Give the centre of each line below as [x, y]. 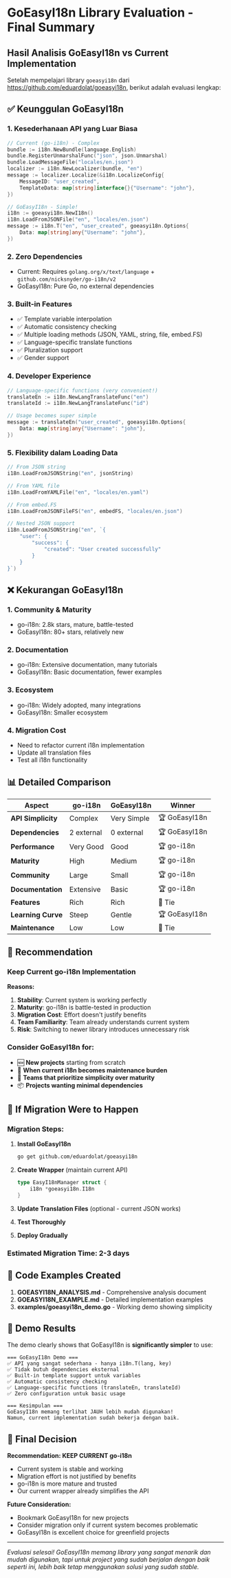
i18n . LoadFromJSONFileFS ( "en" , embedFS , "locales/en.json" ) [95, 511]
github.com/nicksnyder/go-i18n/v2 [66, 280]
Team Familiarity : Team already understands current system [103, 1022]
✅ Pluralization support [50, 350]
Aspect [37, 805]
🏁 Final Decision [42, 1439]
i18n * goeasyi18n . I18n [62, 1189]
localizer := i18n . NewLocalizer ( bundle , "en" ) [75, 169]
